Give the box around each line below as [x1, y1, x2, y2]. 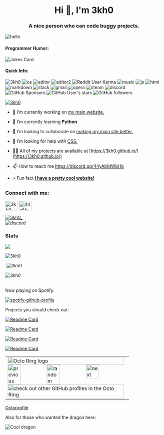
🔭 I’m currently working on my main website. [12, 109, 104, 115]
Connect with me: [5, 189, 49, 196]
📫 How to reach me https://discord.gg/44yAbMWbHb [12, 163, 124, 169]
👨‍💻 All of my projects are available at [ [12, 148, 91, 154]
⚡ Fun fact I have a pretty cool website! [12, 175, 95, 181]
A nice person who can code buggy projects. [28, 23, 140, 30]
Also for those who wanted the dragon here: [5, 414, 96, 420]
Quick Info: [5, 68, 29, 74]
